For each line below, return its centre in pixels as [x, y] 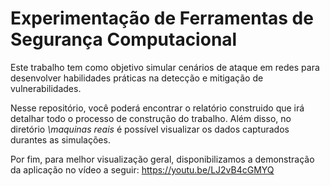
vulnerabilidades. [46, 88]
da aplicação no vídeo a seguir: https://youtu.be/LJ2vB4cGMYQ [142, 169]
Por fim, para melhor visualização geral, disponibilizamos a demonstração [162, 159]
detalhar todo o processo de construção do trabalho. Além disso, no [151, 118]
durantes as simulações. [60, 139]
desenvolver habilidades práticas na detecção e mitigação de [137, 78]
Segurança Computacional [124, 39]
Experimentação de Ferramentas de [162, 18]
